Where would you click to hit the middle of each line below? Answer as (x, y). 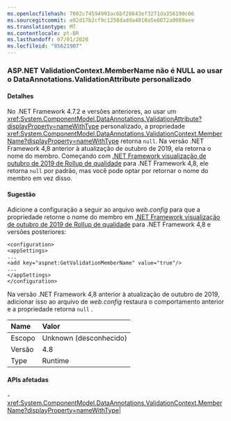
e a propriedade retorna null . (50, 309)
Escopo (23, 338)
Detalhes (21, 96)
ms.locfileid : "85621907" (45, 46)
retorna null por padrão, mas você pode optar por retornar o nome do (108, 171)
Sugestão (22, 194)
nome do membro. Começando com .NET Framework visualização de (107, 156)
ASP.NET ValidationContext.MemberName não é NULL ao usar (115, 71)
